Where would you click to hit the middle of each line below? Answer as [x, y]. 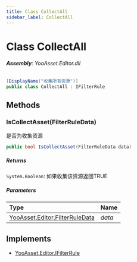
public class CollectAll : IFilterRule [56, 87]
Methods [23, 105]
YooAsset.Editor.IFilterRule [47, 252]
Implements [29, 239]
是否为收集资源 [24, 136]
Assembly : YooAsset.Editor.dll [43, 64]
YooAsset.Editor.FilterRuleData [52, 217]
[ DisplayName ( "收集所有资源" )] [42, 81]
